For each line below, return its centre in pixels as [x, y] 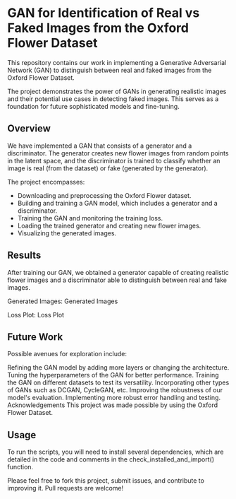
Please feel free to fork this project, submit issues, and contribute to [106, 481]
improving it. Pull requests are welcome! [66, 488]
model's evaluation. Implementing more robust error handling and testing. [114, 398]
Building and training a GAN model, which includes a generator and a [118, 203]
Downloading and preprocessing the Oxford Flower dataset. [104, 195]
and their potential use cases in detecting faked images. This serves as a [113, 99]
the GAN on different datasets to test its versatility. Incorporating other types [118, 382]
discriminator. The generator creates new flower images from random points [118, 153]
